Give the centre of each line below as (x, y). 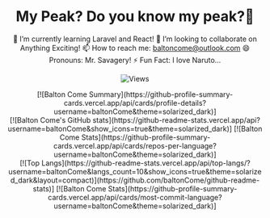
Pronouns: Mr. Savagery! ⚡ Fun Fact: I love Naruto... (135, 60)
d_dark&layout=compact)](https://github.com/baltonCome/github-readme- (135, 180)
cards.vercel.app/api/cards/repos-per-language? (135, 145)
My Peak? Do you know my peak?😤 (135, 17)
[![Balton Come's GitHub (51, 119)
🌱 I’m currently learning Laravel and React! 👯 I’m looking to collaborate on (135, 39)
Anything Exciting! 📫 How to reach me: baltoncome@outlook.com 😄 (135, 48)
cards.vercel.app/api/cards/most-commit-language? (135, 197)
